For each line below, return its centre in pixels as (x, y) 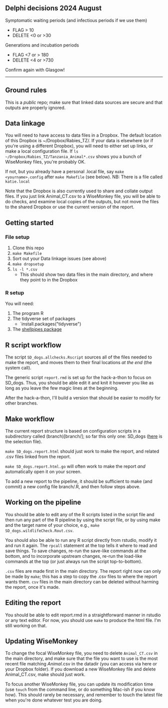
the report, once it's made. (32, 587)
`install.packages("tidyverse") (50, 324)
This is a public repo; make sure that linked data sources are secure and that (84, 102)
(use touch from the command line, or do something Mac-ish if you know (80, 689)
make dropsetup (28, 264)
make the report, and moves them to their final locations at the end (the (79, 363)
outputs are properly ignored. (35, 108)
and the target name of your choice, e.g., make (52, 525)
